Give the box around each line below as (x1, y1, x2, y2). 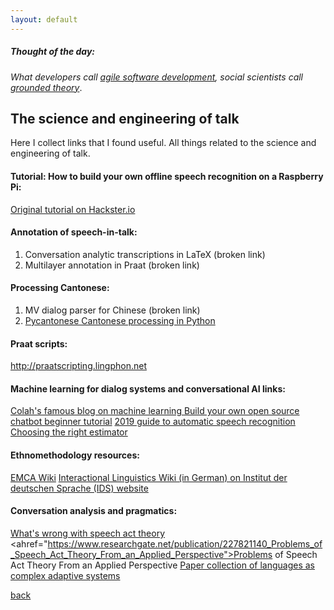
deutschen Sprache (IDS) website (10, 482, 149, 494)
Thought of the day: (10, 46, 96, 58)
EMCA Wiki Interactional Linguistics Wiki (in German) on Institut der (10, 471, 288, 483)
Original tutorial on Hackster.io (10, 203, 136, 215)
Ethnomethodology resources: (10, 449, 140, 461)
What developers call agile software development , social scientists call (10, 71, 304, 83)
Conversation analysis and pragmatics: (10, 505, 178, 517)
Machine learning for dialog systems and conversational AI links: (10, 382, 286, 395)
